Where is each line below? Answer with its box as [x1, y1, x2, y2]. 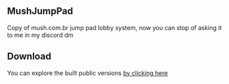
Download [7, 51, 51, 62]
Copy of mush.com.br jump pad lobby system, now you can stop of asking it [7, 23, 222, 31]
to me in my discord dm [7, 31, 74, 39]
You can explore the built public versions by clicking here [7, 68, 168, 77]
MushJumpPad [7, 5, 73, 17]
